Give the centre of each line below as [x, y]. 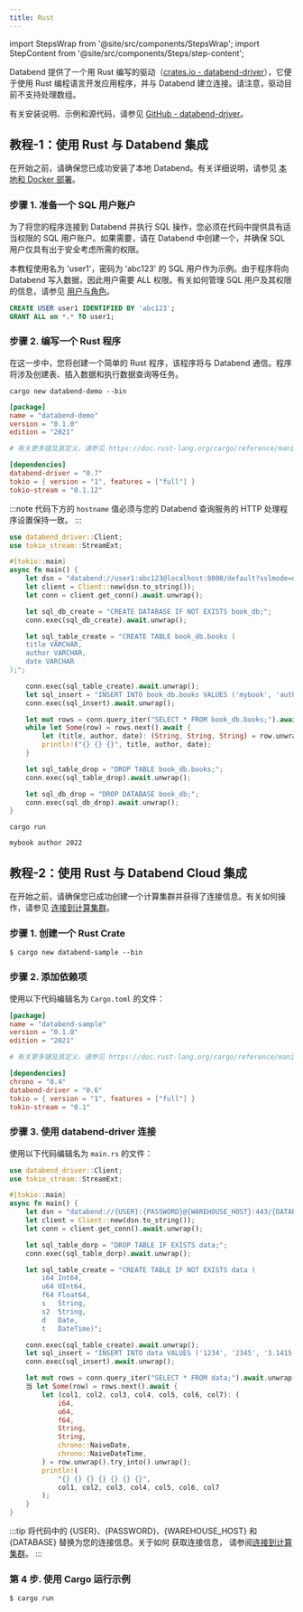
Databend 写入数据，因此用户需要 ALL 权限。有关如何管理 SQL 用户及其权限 [151, 279]
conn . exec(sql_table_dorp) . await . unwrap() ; [109, 1253]
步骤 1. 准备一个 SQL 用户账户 [73, 205]
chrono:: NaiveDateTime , [102, 1454]
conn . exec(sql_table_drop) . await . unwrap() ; [109, 778]
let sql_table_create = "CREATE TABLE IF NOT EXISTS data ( [141, 1270]
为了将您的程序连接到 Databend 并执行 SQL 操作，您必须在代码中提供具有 [147, 226]
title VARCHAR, [54, 645]
